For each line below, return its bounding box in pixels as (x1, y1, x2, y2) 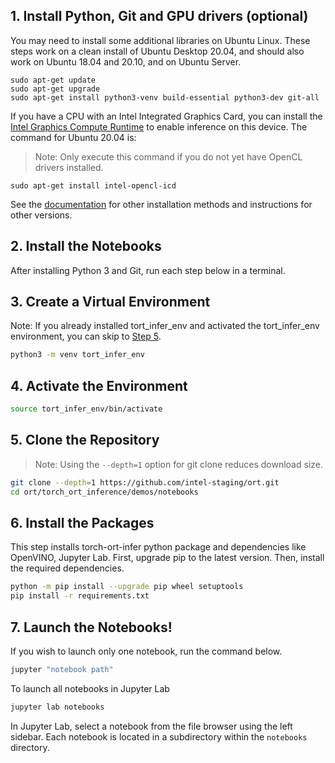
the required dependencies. (10, 562, 125, 574)
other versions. (10, 209, 73, 221)
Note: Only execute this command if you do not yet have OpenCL (34, 150, 303, 163)
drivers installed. (34, 161, 104, 173)
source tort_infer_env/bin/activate (10, 404, 163, 414)
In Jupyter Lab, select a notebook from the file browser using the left (10, 720, 293, 732)
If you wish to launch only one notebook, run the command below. (10, 645, 283, 657)
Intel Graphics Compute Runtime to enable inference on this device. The (10, 120, 308, 133)
